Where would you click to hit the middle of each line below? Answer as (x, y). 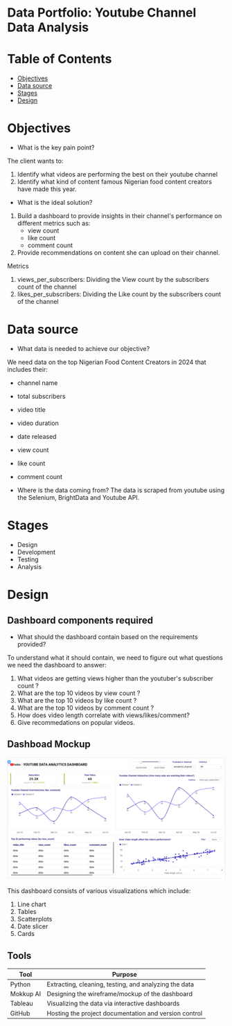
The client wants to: (35, 161)
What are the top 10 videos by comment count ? (86, 708)
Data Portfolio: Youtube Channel (102, 13)
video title (32, 409)
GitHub (20, 1013)
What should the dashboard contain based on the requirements (108, 637)
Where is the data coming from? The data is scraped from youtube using (121, 490)
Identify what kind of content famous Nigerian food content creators (115, 182)
